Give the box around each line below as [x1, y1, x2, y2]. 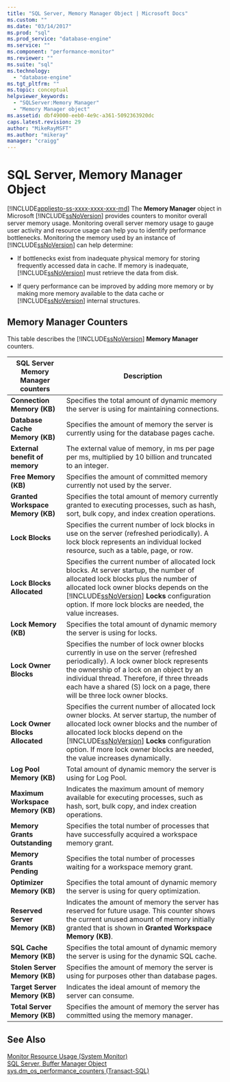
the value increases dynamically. [66, 753, 172, 762]
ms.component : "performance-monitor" [7, 49, 115, 56]
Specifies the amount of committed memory [66, 471, 208, 481]
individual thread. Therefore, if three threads [66, 673, 209, 683]
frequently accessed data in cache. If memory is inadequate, [16, 261, 189, 270]
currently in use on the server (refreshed [66, 648, 197, 657]
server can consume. [66, 991, 135, 1000]
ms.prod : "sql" [7, 29, 51, 36]
